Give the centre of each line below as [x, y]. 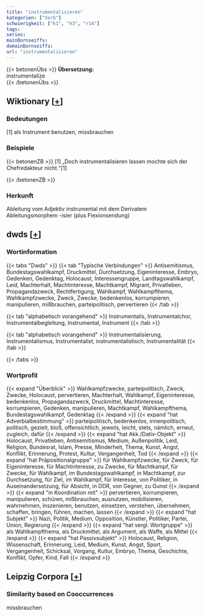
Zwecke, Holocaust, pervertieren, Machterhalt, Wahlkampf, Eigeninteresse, [101, 395]
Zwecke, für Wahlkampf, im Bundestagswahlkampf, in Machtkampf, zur [96, 473]
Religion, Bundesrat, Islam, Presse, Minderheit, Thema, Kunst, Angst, [93, 447]
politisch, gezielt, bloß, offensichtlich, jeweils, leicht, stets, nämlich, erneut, [100, 428]
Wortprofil [22, 375]
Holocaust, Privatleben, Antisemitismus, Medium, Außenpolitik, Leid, [92, 440]
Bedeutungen [27, 119]
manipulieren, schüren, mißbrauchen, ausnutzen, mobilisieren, [85, 499]
